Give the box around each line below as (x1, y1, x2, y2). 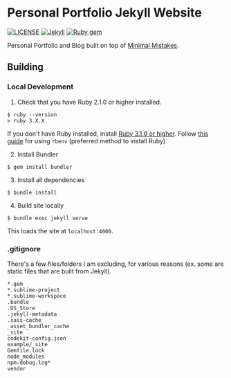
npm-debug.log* (7, 359, 51, 366)
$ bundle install (7, 189, 57, 196)
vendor (7, 365, 26, 372)
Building (7, 61, 44, 73)
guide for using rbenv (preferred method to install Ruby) (7, 136, 166, 145)
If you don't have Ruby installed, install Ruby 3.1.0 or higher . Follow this (7, 129, 209, 138)
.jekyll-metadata (7, 310, 57, 318)
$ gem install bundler (7, 163, 73, 170)
